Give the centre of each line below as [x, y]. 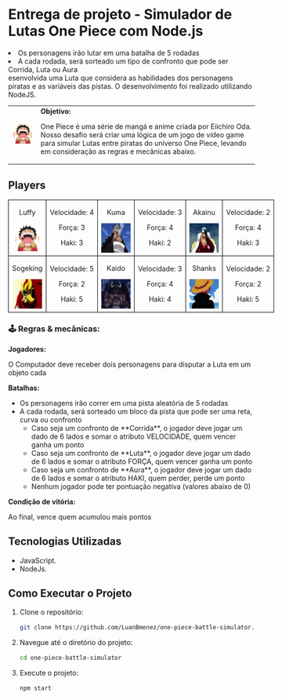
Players [27, 185]
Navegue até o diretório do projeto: [76, 643]
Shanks [204, 268]
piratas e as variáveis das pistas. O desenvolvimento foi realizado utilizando [130, 86]
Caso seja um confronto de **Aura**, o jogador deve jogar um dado [141, 469]
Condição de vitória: [42, 501]
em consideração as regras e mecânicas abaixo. [118, 151]
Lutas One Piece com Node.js [106, 31]
